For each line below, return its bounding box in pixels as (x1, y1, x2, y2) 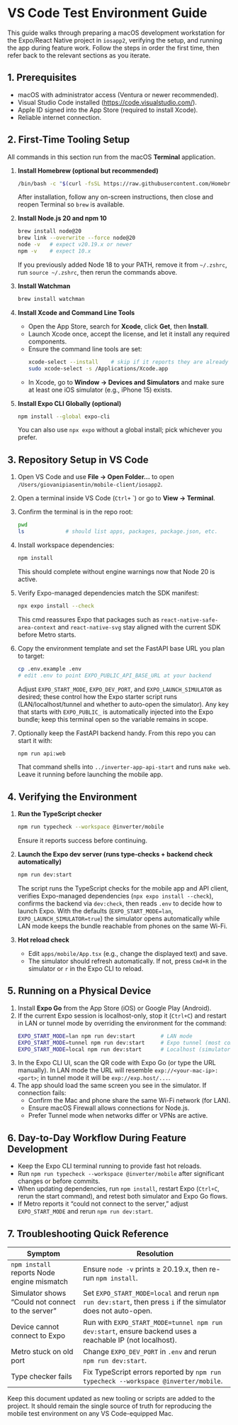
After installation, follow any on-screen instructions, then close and (17, 193, 214, 202)
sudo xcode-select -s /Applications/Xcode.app (28, 365, 169, 372)
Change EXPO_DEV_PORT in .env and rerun (82, 1347, 217, 1356)
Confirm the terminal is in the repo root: (17, 507, 133, 516)
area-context (17, 624, 57, 631)
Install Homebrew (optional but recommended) (17, 166, 159, 175)
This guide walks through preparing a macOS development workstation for (7, 28, 225, 37)
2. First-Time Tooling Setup (7, 133, 130, 146)
